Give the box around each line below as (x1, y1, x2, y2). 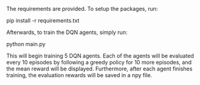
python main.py (6, 41, 46, 47)
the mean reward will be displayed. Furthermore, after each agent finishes (6, 65, 193, 72)
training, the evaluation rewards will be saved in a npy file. (6, 72, 152, 78)
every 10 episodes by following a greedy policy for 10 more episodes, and (6, 59, 192, 66)
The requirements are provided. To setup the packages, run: (6, 5, 158, 12)
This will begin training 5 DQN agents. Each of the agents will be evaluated (6, 52, 194, 59)
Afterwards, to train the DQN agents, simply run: (6, 29, 128, 36)
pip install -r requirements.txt (6, 17, 80, 24)
